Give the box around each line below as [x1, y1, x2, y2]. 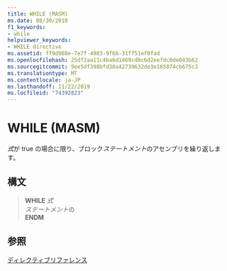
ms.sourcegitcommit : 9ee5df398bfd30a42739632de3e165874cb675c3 [7, 63, 199, 70]
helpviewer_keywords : [7, 37, 72, 44]
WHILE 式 [24, 196, 54, 204]
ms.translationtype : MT [7, 70, 78, 77]
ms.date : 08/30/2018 [7, 17, 69, 24]
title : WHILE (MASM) [7, 10, 69, 18]
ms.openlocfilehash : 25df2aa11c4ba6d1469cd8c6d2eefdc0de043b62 [7, 57, 199, 64]
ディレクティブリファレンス [7, 255, 87, 264]
